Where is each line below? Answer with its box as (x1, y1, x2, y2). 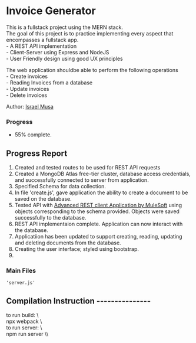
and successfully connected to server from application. (14, 177, 149, 184)
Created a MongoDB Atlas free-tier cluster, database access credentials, (14, 170, 191, 178)
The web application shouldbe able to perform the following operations (6, 66, 178, 73)
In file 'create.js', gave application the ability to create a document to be (14, 189, 188, 196)
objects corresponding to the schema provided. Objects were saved (14, 208, 180, 215)
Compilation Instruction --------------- (6, 296, 151, 306)
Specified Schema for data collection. (14, 183, 106, 190)
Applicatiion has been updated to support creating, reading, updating (14, 233, 182, 240)
